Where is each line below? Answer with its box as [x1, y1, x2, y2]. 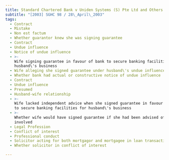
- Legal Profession [10, 124, 51, 129]
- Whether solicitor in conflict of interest [10, 143, 107, 148]
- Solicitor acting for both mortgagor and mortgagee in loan [10, 138, 143, 143]
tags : [5, 17, 17, 22]
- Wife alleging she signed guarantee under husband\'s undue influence [10, 68, 165, 73]
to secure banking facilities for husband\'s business [14, 106, 132, 111]
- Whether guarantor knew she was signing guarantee [10, 36, 123, 41]
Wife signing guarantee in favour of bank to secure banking [14, 59, 145, 64]
